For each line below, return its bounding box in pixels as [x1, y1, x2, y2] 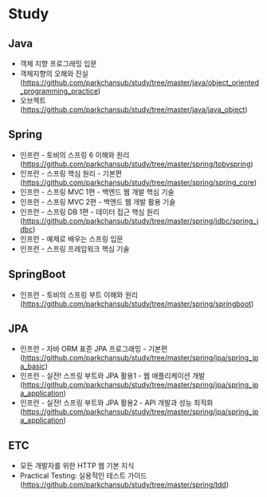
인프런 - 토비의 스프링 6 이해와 [19, 149, 116, 160]
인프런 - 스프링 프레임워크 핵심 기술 [19, 244, 130, 253]
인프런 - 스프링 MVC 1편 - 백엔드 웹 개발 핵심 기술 [19, 187, 175, 197]
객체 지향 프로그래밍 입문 [19, 59, 97, 68]
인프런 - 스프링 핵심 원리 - [19, 169, 101, 178]
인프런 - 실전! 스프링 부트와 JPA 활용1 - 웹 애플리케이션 [19, 371, 190, 380]
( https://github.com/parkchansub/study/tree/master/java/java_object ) [19, 105, 248, 114]
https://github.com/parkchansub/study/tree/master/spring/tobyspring [22, 159, 251, 169]
